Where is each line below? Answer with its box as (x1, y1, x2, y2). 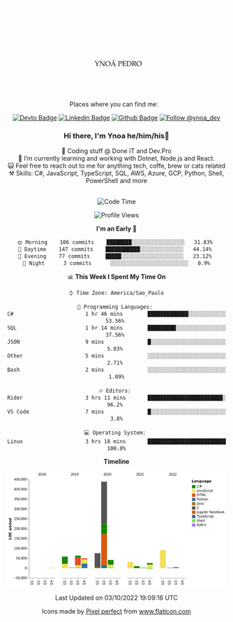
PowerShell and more (85, 177, 148, 185)
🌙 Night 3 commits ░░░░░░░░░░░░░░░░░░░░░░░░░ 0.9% (22, 260, 211, 267)
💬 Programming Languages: (77, 303, 153, 311)
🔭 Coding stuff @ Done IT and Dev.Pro (61, 147, 172, 155)
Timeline (103, 457, 130, 466)
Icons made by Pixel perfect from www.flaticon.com (42, 607, 191, 615)
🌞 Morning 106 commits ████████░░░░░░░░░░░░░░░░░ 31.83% (17, 239, 213, 246)
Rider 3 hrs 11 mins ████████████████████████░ (7, 394, 226, 402)
